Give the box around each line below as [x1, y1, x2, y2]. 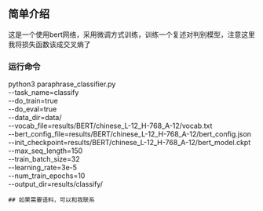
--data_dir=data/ [8, 113, 62, 122]
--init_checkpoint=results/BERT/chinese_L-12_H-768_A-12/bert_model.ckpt [8, 138, 251, 147]
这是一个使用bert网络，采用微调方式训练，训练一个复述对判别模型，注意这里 [8, 30, 255, 39]
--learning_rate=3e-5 [8, 163, 77, 173]
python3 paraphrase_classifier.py [8, 79, 116, 89]
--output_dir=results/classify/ [8, 180, 104, 189]
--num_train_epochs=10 [8, 171, 86, 180]
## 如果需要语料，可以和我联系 [8, 196, 96, 204]
